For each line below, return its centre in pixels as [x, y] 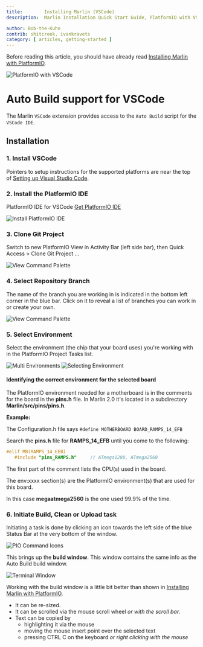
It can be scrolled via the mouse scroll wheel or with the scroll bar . [98, 612]
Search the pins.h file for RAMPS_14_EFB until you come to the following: [98, 441]
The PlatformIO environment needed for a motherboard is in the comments [99, 393]
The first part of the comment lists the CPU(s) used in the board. [86, 469]
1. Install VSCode [32, 159]
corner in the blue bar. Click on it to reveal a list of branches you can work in [101, 301]
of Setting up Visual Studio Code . [48, 178]
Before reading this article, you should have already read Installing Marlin [97, 57]
